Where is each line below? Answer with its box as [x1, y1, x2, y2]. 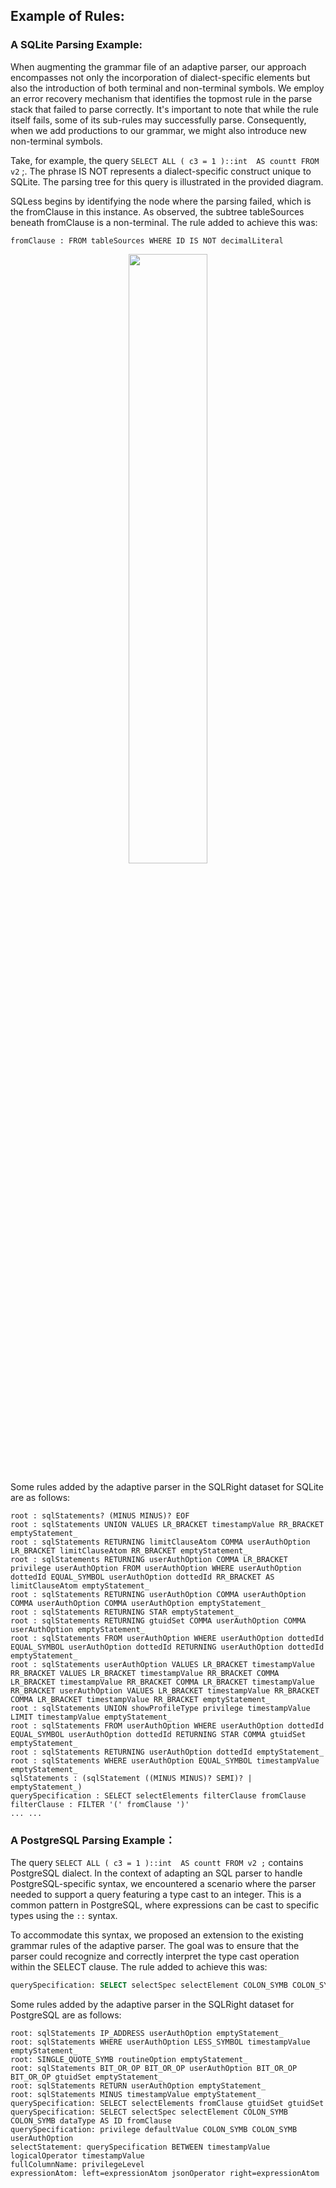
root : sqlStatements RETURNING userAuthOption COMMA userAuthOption [10, 1589, 307, 1599]
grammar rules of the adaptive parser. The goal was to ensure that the [10, 1939, 300, 1951]
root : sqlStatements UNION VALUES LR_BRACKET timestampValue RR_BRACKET [10, 1519, 325, 1529]
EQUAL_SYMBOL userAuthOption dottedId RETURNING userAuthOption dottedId [10, 1642, 325, 1652]
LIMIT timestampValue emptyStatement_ [10, 1712, 172, 1722]
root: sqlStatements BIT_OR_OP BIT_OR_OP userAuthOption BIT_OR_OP [10, 2063, 298, 2073]
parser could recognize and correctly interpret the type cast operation [10, 1950, 300, 1962]
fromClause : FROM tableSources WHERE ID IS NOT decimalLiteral [10, 235, 284, 246]
